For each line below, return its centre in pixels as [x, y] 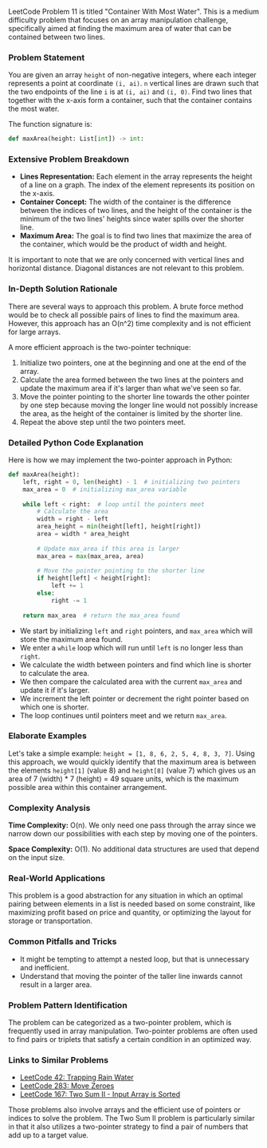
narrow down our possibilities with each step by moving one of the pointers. [133, 834]
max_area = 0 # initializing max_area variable [105, 489]
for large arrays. [35, 332]
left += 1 [67, 586]
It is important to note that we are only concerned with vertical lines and [126, 260]
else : [46, 593]
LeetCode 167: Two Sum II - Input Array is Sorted [100, 1095]
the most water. [34, 109]
